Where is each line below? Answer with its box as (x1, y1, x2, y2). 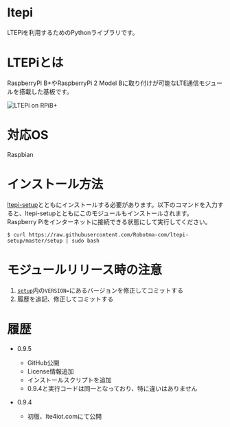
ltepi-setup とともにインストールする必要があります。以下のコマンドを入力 (7, 200, 218, 208)
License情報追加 (27, 367, 74, 375)
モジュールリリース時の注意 (7, 262, 163, 278)
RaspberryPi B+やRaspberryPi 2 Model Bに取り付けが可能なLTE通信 (7, 79, 199, 87)
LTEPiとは (7, 55, 64, 71)
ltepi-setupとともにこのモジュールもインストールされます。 (25, 209, 194, 217)
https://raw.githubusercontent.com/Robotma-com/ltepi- (28, 231, 189, 238)
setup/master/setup (7, 237, 63, 244)
